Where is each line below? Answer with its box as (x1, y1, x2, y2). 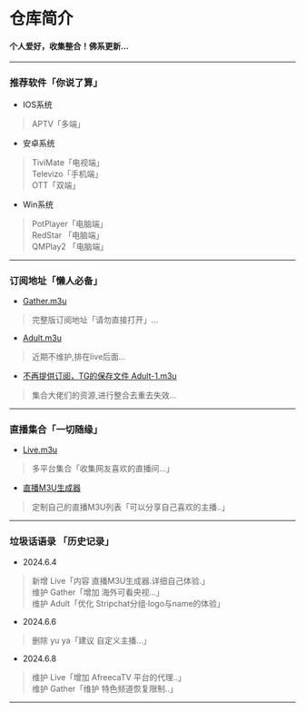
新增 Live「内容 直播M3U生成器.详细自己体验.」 (31, 575, 211, 586)
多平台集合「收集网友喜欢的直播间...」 (31, 463, 174, 474)
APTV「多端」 (31, 118, 86, 129)
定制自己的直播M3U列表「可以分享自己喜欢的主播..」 (31, 501, 230, 513)
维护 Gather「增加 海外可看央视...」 (31, 587, 165, 598)
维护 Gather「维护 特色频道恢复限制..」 (31, 683, 179, 694)
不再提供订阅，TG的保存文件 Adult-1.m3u (22, 370, 177, 381)
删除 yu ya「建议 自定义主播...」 (31, 635, 152, 646)
